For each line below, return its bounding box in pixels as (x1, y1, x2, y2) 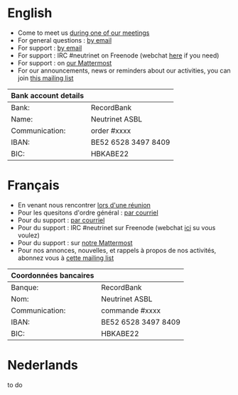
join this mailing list (17, 73, 74, 82)
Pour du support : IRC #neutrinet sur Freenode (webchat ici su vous (17, 223, 216, 232)
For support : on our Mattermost (17, 58, 112, 67)
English (7, 5, 53, 21)
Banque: (11, 282, 39, 292)
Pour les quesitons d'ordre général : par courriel (17, 208, 158, 217)
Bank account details (11, 90, 84, 100)
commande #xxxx (101, 305, 161, 315)
